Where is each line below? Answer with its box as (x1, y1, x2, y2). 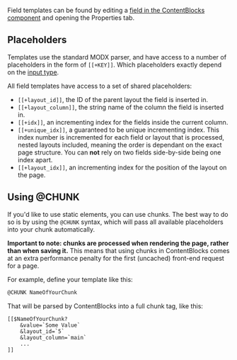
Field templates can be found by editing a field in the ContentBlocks (7, 6, 205, 14)
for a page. (7, 261, 40, 270)
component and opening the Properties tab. (7, 13, 135, 22)
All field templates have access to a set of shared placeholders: (7, 81, 192, 90)
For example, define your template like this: (7, 275, 133, 283)
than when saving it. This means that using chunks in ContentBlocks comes (7, 246, 230, 254)
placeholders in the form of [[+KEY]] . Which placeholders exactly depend (7, 60, 222, 69)
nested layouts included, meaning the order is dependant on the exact (17, 140, 222, 149)
